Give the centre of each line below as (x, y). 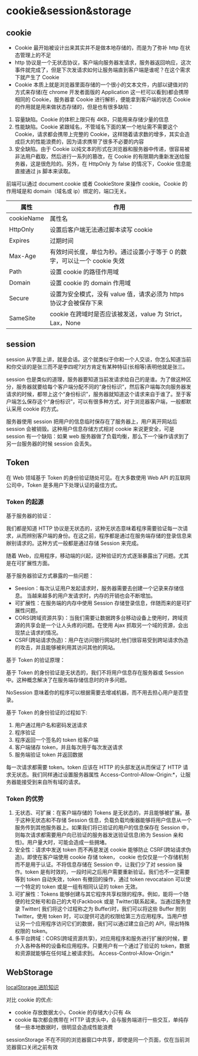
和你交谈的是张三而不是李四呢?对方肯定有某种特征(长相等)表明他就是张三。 (97, 366)
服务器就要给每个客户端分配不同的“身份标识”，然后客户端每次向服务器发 (104, 386)
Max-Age (23, 256)
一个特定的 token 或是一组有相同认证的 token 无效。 (77, 887)
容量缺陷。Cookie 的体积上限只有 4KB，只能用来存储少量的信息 (92, 119)
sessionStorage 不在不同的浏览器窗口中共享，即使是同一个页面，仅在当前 (95, 1040)
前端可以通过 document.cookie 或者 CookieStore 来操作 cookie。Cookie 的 (97, 184)
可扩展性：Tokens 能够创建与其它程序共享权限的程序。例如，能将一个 (99, 894)
